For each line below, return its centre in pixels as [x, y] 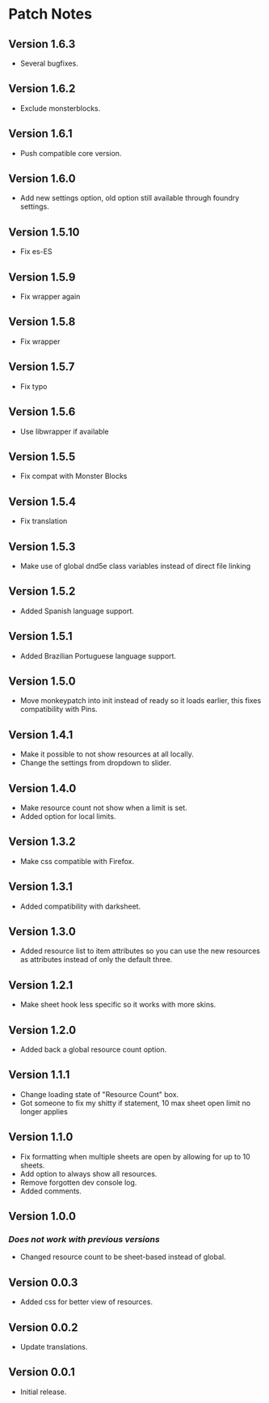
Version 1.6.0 [42, 179]
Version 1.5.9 [42, 277]
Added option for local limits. [68, 816]
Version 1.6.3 [42, 44]
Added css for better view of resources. [86, 1302]
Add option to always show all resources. [88, 1173]
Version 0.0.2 [43, 1327]
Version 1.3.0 [42, 932]
